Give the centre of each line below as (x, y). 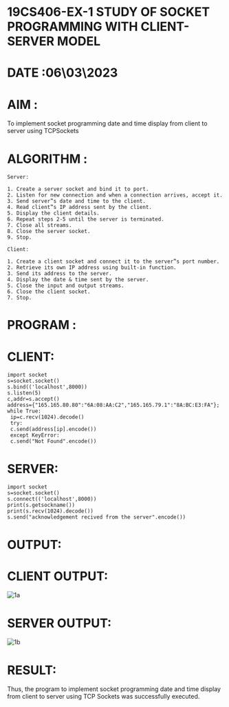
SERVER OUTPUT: (59, 623)
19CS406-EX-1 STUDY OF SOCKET (109, 12)
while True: (24, 411)
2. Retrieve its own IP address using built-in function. (92, 268)
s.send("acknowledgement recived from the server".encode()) (97, 517)
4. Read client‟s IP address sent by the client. (80, 208)
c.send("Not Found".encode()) (53, 441)
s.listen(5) (24, 393)
